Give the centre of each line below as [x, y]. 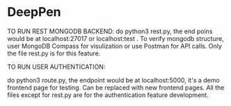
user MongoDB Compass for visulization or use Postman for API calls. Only [115, 46]
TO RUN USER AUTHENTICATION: [56, 67]
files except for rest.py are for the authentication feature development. [108, 95]
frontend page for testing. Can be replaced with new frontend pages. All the [116, 87]
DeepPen [34, 12]
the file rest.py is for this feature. [54, 53]
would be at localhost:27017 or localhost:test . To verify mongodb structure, [115, 38]
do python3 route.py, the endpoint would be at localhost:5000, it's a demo [114, 80]
